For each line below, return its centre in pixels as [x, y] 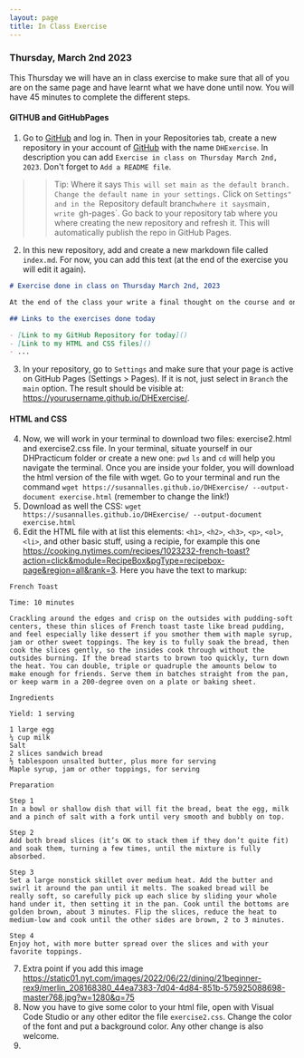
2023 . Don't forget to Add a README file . [97, 167]
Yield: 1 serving [42, 714]
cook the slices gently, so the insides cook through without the [137, 650]
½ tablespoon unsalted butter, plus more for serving [113, 762]
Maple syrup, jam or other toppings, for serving [105, 770]
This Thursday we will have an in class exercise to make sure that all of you [149, 77]
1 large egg [32, 730]
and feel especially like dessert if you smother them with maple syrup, [152, 635]
